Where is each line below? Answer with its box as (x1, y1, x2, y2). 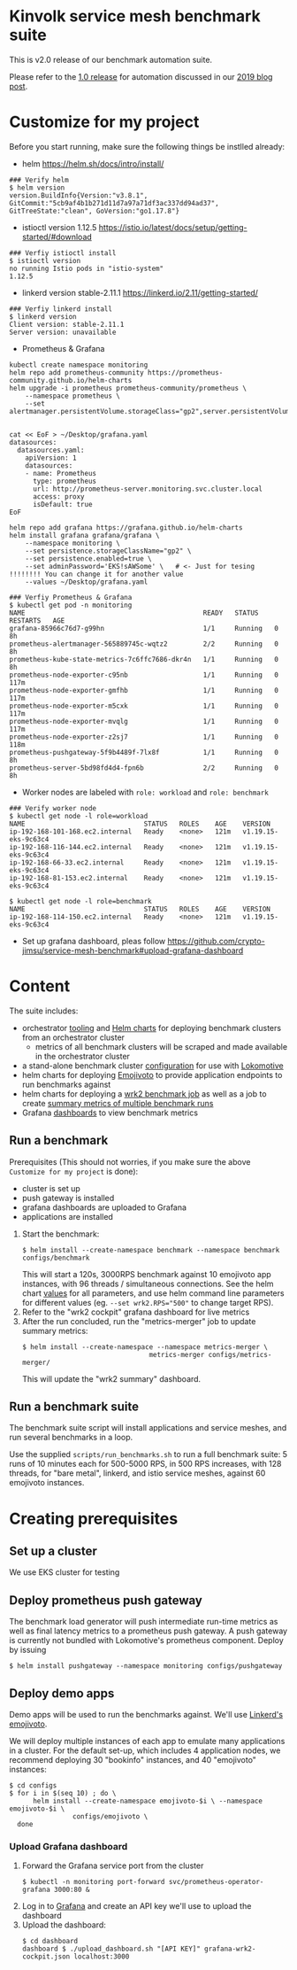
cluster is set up (21, 1183, 81, 1193)
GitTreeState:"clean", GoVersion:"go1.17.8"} (9, 206, 179, 215)
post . (9, 81, 28, 91)
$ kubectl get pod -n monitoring (9, 601, 133, 609)
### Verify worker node (9, 803, 97, 812)
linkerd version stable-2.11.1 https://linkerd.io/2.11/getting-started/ (21, 287, 259, 298)
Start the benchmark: (21, 1229, 100, 1239)
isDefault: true (32, 500, 93, 508)
